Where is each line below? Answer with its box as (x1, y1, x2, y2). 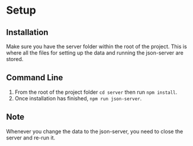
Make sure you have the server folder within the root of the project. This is (6, 43, 188, 50)
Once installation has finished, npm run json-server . (14, 94, 142, 101)
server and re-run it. (6, 134, 56, 141)
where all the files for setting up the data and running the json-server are (6, 49, 184, 56)
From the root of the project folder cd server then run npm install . (14, 88, 178, 96)
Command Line (6, 72, 63, 83)
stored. (6, 56, 24, 62)
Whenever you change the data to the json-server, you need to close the (6, 128, 184, 135)
